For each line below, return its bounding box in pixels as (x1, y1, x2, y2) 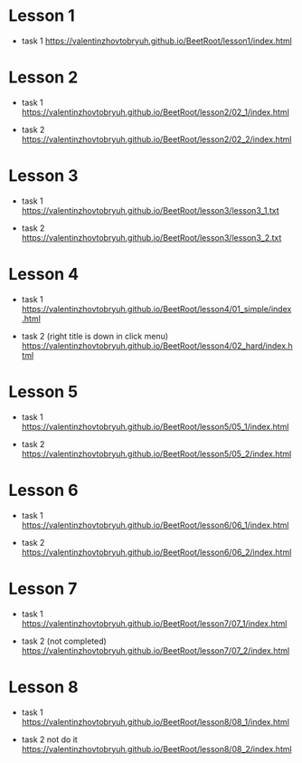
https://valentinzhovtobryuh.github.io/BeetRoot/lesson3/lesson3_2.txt (21, 232, 282, 243)
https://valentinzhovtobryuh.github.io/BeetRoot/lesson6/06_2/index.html (21, 547, 292, 558)
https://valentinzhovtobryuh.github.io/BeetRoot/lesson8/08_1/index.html (21, 716, 290, 727)
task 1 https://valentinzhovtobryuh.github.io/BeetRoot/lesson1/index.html (21, 35, 293, 46)
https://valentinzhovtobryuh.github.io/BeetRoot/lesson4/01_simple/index (21, 303, 292, 314)
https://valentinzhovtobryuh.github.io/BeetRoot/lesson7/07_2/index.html (21, 644, 290, 656)
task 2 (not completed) (21, 635, 108, 646)
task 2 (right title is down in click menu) (21, 330, 169, 341)
